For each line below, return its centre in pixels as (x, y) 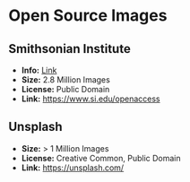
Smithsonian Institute (69, 49)
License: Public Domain (65, 89)
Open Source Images (88, 16)
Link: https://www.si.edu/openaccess (91, 99)
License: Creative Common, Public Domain (101, 158)
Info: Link (39, 70)
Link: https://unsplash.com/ (73, 168)
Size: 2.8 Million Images (66, 80)
